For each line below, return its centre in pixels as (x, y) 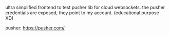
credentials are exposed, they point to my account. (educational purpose (82, 13)
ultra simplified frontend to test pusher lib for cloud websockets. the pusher (85, 7)
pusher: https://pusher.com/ (35, 28)
